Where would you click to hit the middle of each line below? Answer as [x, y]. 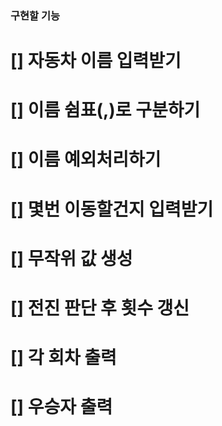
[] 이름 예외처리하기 [86, 159]
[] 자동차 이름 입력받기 [96, 61]
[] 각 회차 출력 [63, 358]
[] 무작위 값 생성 [71, 258]
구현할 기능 [35, 15]
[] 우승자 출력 [61, 407]
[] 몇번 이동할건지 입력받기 [112, 209]
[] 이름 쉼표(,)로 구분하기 [105, 110]
